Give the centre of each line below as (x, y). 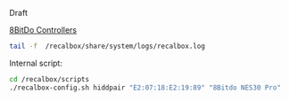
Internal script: (36, 63)
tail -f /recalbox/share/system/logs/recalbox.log (107, 46)
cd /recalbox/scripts (50, 79)
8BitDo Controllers (43, 30)
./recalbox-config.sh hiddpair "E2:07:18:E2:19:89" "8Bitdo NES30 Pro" (145, 88)
